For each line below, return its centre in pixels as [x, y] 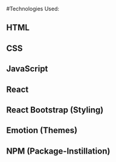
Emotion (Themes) [42, 130]
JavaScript [27, 69]
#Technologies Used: [33, 9]
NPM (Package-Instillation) [58, 151]
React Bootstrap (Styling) [55, 110]
